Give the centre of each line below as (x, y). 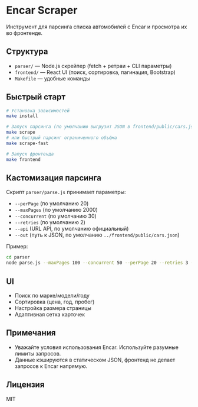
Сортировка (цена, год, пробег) (55, 302)
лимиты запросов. (38, 353)
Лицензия (25, 385)
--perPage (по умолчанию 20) (52, 204)
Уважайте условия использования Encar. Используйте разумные (96, 347)
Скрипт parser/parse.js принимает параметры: (66, 192)
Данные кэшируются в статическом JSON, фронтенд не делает (95, 360)
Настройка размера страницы (53, 308)
